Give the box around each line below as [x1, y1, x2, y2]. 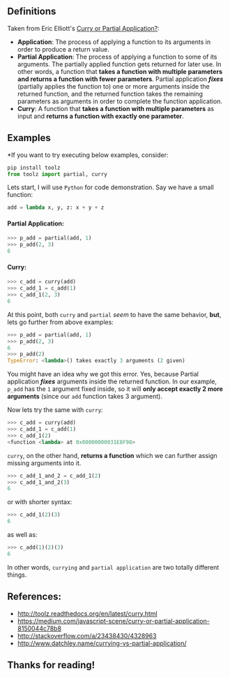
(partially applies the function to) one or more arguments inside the [17, 82, 210, 90]
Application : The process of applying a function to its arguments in [17, 38, 211, 46]
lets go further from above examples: [7, 318, 114, 326]
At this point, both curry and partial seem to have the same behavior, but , [7, 310, 222, 318]
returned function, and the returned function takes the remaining [17, 89, 204, 98]
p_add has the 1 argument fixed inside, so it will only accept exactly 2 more [7, 385, 223, 393]
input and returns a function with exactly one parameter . [17, 112, 185, 120]
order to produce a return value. [17, 45, 109, 53]
